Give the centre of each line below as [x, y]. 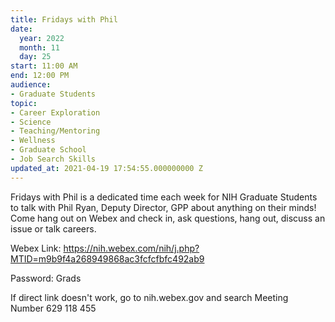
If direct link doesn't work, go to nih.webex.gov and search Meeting [149, 297]
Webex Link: [36, 248]
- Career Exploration [55, 112]
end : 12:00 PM [40, 76]
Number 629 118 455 [53, 308]
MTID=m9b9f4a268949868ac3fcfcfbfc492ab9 [107, 258]
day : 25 [35, 57]
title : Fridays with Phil [64, 19]
